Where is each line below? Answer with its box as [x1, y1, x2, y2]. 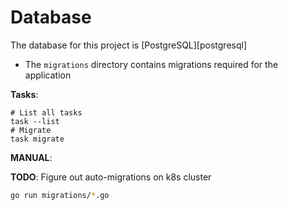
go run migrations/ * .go [10, 190, 110, 200]
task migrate [10, 134, 65, 144]
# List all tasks [10, 107, 83, 118]
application [24, 69, 72, 81]
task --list [10, 116, 60, 126]
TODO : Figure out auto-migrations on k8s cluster [10, 171, 212, 183]
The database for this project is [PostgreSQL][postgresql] [10, 39, 248, 51]
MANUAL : [10, 151, 53, 163]
